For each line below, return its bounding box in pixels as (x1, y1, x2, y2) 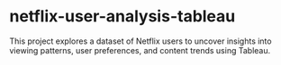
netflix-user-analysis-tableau (9, 6, 236, 27)
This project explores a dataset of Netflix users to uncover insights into (9, 36, 272, 46)
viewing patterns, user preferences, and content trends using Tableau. (9, 45, 271, 55)
